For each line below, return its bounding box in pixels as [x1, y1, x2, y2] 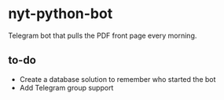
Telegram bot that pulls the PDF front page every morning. [8, 31, 197, 40]
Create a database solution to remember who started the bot [19, 74, 216, 83]
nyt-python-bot [8, 5, 113, 23]
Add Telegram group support [19, 83, 114, 92]
